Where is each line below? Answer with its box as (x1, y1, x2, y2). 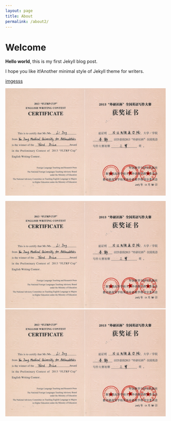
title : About (5, 13, 33, 19)
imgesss (5, 78, 23, 84)
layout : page (5, 8, 33, 13)
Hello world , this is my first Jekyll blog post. (5, 59, 98, 65)
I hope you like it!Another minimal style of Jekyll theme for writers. (5, 68, 144, 74)
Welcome (5, 41, 46, 53)
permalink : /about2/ (5, 19, 49, 24)
